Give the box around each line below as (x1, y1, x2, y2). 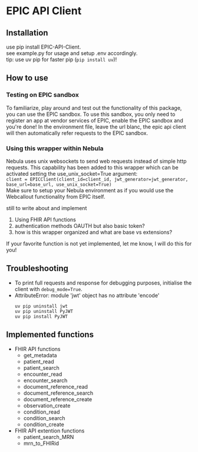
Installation (6, 28, 48, 38)
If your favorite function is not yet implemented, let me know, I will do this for (6, 240, 192, 247)
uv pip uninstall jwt (14, 303, 68, 309)
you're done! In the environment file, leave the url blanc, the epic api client (6, 123, 187, 130)
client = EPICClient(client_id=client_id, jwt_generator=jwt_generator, (6, 176, 189, 182)
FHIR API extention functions (14, 427, 85, 434)
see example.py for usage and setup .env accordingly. (6, 50, 138, 57)
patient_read (23, 358, 54, 365)
